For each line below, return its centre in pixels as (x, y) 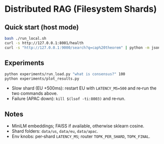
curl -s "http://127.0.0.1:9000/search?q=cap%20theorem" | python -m (77, 48)
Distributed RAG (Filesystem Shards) (81, 9)
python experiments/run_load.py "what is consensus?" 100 (65, 74)
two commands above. (35, 93)
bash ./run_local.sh (26, 38)
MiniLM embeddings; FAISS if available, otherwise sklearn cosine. (78, 126)
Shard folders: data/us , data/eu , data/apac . (55, 131)
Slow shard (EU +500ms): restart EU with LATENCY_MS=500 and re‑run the (84, 88)
